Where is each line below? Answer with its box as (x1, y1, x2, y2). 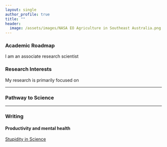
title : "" (5, 16, 26, 21)
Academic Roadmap (5, 42, 55, 49)
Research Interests (5, 66, 52, 73)
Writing (5, 113, 24, 120)
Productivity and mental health (5, 125, 71, 131)
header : (5, 21, 21, 26)
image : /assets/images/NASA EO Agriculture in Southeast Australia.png (9, 26, 162, 31)
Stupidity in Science (5, 136, 46, 142)
